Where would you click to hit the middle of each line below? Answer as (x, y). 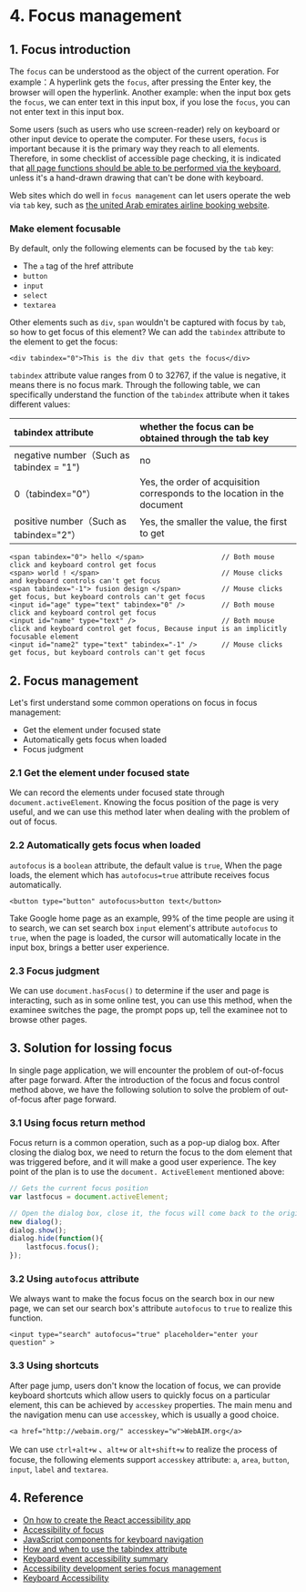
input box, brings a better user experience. (90, 947)
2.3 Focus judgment (55, 971)
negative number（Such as (72, 455)
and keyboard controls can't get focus (85, 581)
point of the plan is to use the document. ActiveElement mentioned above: (147, 1172)
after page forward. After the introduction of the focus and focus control (145, 1079)
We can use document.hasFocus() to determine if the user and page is (139, 990)
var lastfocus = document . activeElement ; (89, 1197)
